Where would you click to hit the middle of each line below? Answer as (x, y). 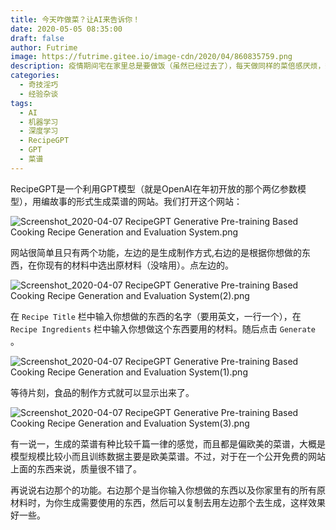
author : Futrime (44, 47)
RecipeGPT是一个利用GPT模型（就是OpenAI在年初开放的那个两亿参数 (154, 188)
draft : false (37, 38)
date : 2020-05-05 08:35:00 (66, 29)
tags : (21, 103)
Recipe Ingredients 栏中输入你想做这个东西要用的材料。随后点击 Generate (163, 328)
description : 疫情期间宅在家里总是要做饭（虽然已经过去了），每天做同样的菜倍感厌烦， (168, 66)
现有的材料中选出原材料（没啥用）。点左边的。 (139, 265)
